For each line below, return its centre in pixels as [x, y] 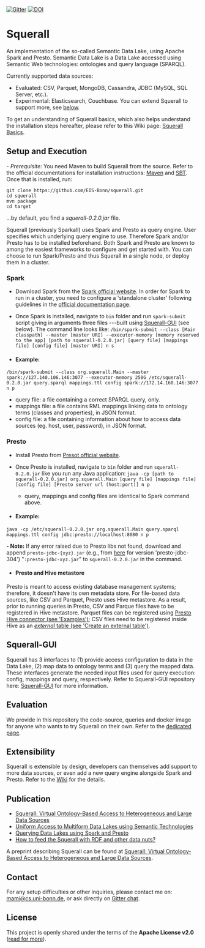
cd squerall [21, 196]
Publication [28, 799]
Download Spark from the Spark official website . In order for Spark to [102, 291]
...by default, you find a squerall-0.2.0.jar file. [63, 218]
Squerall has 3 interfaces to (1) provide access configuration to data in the [100, 659]
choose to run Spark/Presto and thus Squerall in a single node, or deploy [98, 256]
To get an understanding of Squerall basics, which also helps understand [99, 119]
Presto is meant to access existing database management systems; [91, 586]
